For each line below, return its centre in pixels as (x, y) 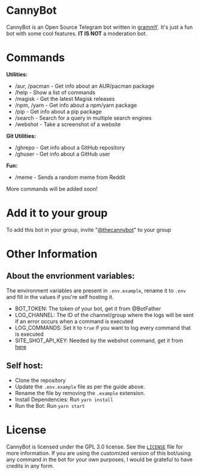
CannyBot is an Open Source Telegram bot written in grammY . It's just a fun (99, 27)
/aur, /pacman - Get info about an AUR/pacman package (85, 86)
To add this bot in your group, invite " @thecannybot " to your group (89, 229)
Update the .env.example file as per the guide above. (80, 386)
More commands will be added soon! (52, 189)
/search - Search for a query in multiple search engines (83, 118)
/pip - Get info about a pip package (58, 111)
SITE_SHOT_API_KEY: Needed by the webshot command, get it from (99, 340)
